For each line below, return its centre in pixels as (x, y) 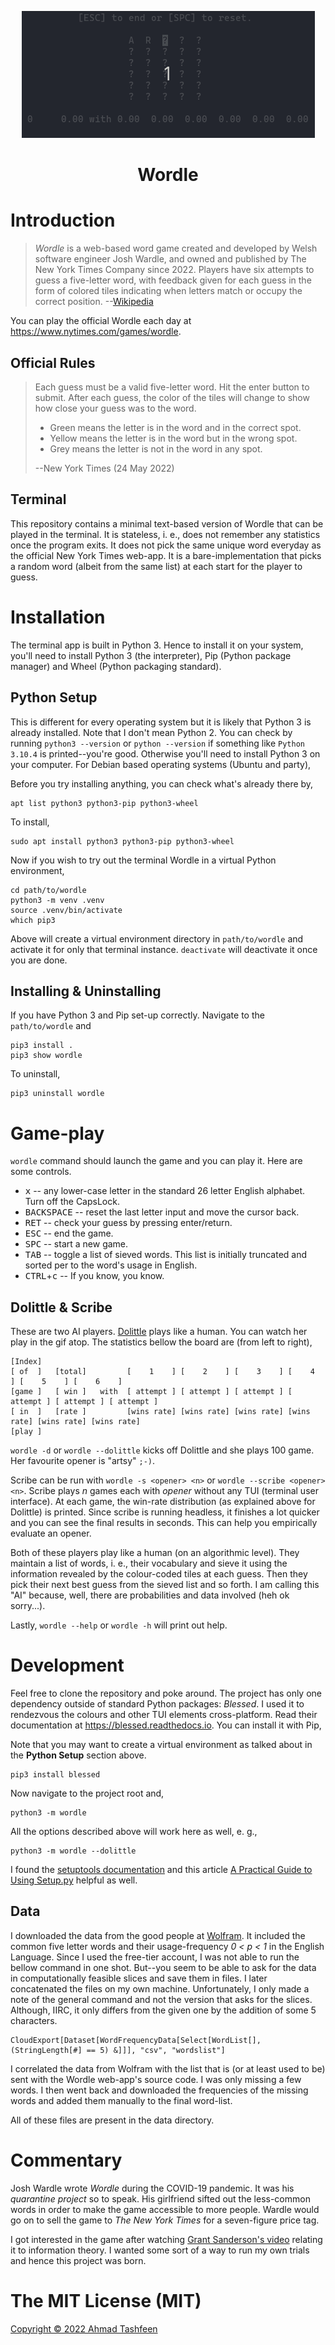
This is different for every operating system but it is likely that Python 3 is (161, 722)
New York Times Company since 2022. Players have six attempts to (174, 270)
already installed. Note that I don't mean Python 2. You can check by (151, 732)
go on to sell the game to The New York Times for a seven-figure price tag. (165, 2220)
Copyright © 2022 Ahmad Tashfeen (84, 2328)
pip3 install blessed (55, 1775)
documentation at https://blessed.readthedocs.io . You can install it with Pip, (166, 1725)
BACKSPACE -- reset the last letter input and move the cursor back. (162, 1212)
